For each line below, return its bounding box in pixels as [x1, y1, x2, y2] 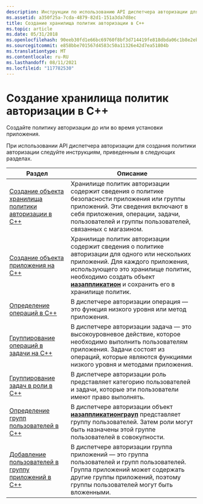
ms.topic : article [6, 25, 53, 32]
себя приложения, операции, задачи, [70, 210, 181, 218]
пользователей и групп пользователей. [70, 458, 187, 466]
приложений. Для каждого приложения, [70, 258, 189, 266]
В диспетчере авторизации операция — [70, 298, 188, 306]
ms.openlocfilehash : [6, 37, 59, 43]
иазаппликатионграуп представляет [70, 410, 181, 419]
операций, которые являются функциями [70, 353, 192, 361]
